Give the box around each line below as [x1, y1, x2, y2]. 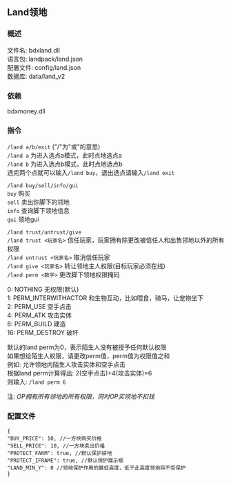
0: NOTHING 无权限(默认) [7, 286, 79, 294]
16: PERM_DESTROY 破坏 [7, 328, 79, 337]
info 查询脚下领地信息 [7, 207, 70, 215]
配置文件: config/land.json [7, 63, 81, 71]
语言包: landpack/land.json [7, 55, 83, 63]
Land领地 [7, 6, 48, 19]
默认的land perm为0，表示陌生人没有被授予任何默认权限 [7, 343, 167, 351]
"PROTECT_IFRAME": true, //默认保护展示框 [7, 457, 124, 464]
